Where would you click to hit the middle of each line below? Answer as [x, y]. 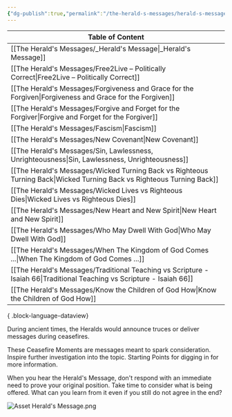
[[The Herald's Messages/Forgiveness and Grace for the [102, 89]
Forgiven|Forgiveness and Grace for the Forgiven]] [93, 97]
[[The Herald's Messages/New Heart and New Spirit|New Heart [114, 210]
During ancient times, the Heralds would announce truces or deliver [104, 328]
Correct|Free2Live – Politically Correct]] [75, 77]
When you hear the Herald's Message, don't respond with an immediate [109, 378]
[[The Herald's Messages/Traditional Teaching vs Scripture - [110, 270]
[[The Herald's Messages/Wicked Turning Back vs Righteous [109, 170]
